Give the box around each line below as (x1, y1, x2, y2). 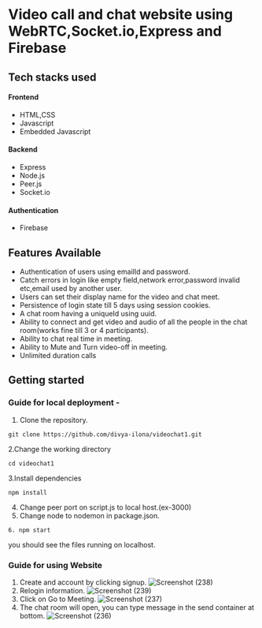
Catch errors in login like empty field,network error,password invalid (19, 275, 240, 285)
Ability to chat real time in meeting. (19, 334, 133, 343)
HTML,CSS (19, 110, 56, 119)
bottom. (19, 611, 46, 620)
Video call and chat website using (8, 6, 234, 24)
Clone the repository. (19, 415, 88, 424)
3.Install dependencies (8, 473, 82, 483)
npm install (8, 488, 47, 496)
